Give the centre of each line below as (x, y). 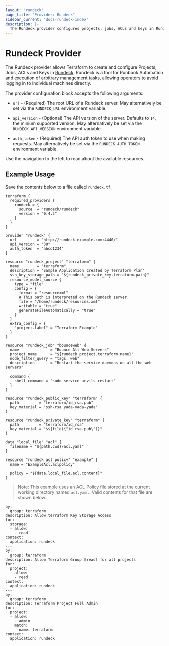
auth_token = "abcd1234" (37, 249)
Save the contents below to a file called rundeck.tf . (58, 187)
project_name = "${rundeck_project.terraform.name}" (72, 354)
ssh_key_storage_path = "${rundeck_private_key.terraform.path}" (80, 275)
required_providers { (32, 200)
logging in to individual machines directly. (48, 83)
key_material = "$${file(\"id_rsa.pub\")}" (56, 429)
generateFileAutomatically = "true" (57, 310)
